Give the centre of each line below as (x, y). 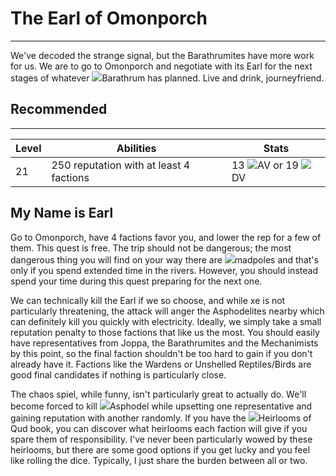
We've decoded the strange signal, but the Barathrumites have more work (162, 55)
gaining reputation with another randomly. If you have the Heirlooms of (161, 418)
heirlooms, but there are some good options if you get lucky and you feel (160, 449)
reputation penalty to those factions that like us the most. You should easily (165, 332)
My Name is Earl (62, 213)
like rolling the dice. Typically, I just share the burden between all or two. (159, 460)
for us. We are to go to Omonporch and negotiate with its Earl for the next (161, 66)
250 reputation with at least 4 (121, 165)
